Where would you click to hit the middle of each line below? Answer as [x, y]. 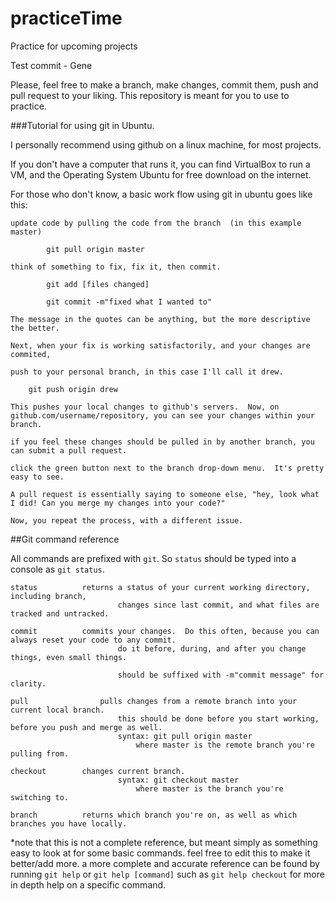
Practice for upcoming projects [74, 46]
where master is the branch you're [209, 788]
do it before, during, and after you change [212, 648]
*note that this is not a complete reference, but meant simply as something [164, 842]
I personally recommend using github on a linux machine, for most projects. [166, 144]
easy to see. [37, 477]
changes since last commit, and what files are [218, 605]
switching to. [40, 797]
